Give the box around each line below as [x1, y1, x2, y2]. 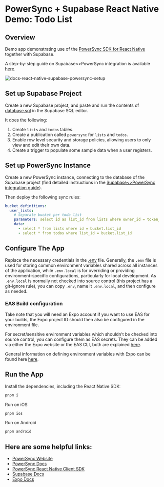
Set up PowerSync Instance [5, 161, 91, 170]
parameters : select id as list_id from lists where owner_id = [14, 217, 145, 222]
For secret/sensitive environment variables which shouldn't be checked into [5, 331, 158, 337]
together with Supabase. [5, 51, 55, 57]
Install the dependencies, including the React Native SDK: [5, 383, 121, 389]
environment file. [5, 322, 39, 328]
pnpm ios [5, 411, 23, 416]
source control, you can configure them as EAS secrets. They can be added [5, 336, 158, 342]
